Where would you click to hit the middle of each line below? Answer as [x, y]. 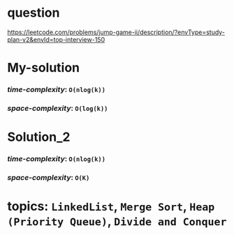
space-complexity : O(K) [49, 177]
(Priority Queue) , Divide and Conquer [117, 221]
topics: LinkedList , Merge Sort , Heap [111, 206]
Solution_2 [39, 137]
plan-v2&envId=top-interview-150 [56, 39]
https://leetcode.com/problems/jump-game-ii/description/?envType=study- [116, 32]
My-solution [44, 68]
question [34, 13]
